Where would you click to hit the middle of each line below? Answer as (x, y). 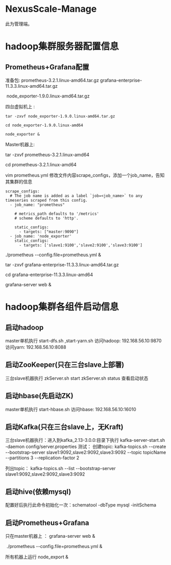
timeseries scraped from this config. (46, 200)
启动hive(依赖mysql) (38, 491)
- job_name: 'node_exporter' (41, 236)
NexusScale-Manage (51, 9)
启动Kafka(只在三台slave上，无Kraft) (64, 427)
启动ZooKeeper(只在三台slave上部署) (65, 365)
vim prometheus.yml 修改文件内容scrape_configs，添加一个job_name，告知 (85, 175)
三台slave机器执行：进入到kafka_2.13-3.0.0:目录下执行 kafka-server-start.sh (85, 440)
